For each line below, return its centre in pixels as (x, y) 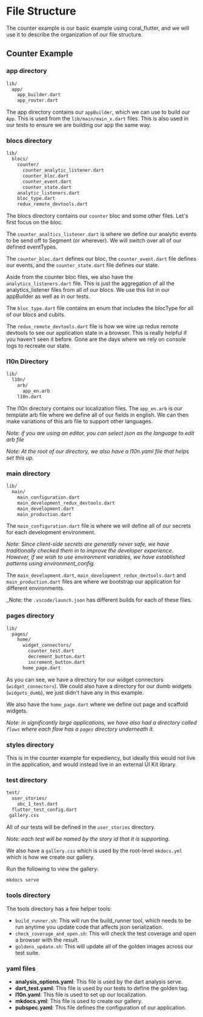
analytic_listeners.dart (48, 193)
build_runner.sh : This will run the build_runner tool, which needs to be (103, 920)
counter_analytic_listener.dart (63, 171)
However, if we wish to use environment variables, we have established (96, 557)
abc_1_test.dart (38, 804)
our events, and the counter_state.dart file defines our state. (83, 265)
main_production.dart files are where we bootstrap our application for (94, 582)
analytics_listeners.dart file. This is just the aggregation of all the (90, 283)
